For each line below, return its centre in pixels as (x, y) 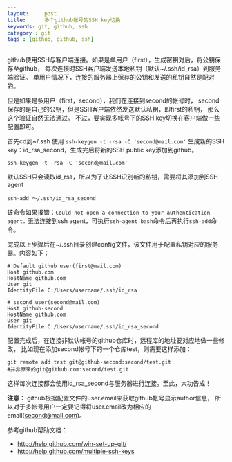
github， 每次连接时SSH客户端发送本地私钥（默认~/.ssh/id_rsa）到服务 (120, 69)
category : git (29, 33)
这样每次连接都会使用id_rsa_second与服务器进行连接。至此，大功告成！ (109, 383)
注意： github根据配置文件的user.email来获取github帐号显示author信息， (110, 398)
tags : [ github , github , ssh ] (51, 39)
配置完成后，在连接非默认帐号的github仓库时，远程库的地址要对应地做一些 (113, 341)
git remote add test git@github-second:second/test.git (89, 362)
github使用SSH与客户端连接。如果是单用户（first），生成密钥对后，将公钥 (111, 60)
